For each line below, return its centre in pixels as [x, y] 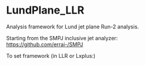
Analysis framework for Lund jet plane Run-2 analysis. [72, 27]
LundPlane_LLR [45, 10]
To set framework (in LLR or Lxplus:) [51, 56]
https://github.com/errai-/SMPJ [45, 44]
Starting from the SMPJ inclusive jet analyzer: [62, 38]
